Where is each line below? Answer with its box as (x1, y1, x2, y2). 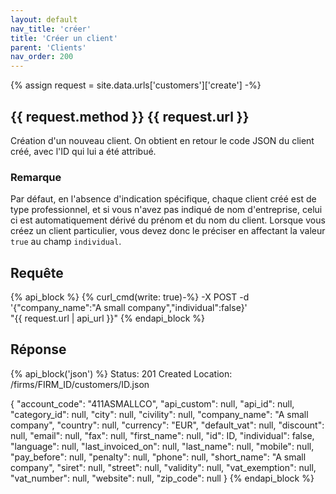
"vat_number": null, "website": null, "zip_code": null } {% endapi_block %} (10, 472, 315, 484)
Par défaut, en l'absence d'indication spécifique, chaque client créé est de (10, 193, 317, 205)
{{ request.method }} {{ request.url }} (10, 108, 250, 125)
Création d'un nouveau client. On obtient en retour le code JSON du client (10, 134, 315, 146)
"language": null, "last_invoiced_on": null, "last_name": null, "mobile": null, (10, 440, 315, 452)
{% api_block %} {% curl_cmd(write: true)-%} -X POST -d (10, 291, 250, 303)
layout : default (10, 14, 78, 25)
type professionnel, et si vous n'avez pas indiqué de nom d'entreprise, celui (10, 204, 323, 216)
